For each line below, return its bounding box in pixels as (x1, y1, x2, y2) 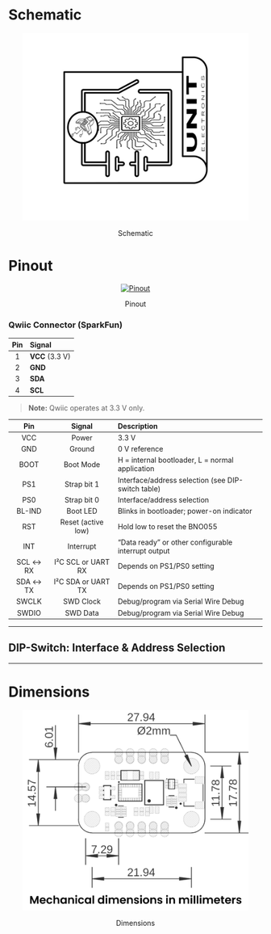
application (117, 464, 155, 473)
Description (117, 421, 159, 431)
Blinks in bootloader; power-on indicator (117, 507, 252, 516)
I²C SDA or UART (53, 577, 110, 587)
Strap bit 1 (64, 479, 99, 490)
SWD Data (65, 608, 99, 617)
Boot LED (66, 507, 98, 516)
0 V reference (117, 444, 164, 454)
